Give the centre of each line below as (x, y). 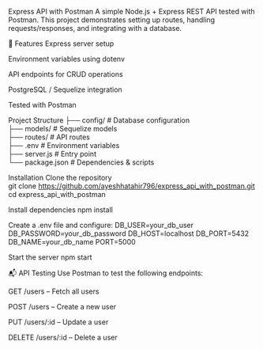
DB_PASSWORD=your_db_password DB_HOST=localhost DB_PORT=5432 (129, 233)
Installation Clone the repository (60, 178)
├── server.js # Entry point (53, 154)
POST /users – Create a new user (62, 307)
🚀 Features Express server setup (61, 44)
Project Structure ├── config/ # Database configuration (99, 120)
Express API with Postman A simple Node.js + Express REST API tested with (131, 11)
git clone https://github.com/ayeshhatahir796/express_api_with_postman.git (131, 186)
